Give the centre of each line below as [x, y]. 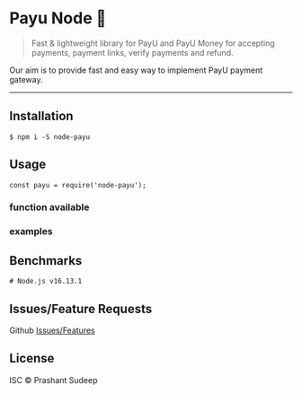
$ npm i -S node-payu [50, 137]
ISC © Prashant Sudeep [53, 380]
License [32, 358]
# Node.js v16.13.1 [46, 282]
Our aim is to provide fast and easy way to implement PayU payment [136, 70]
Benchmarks [46, 261]
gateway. [26, 79]
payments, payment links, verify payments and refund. [132, 52]
